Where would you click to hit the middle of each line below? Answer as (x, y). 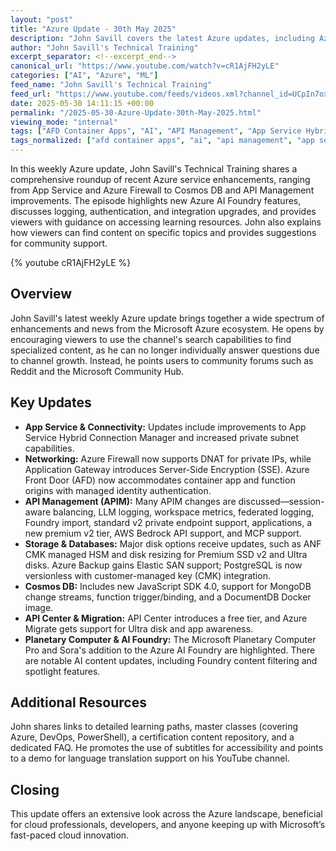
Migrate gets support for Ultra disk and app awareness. (139, 628)
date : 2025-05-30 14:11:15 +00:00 (82, 103)
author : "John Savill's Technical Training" (104, 47)
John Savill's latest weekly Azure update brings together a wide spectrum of (167, 318)
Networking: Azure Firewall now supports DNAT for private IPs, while (168, 458)
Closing (35, 789)
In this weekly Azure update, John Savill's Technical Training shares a (154, 169)
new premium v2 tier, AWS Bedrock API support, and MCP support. (163, 533)
